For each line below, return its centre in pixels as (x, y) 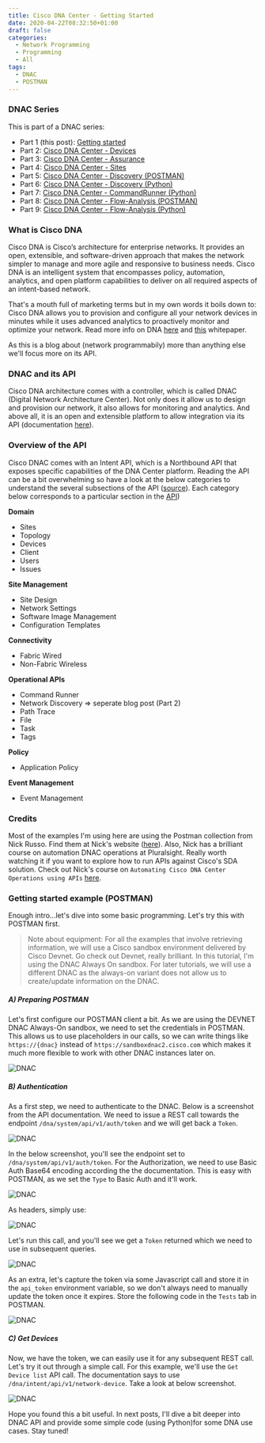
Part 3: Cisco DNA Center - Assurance (82, 158)
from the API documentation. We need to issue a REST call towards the (124, 1115)
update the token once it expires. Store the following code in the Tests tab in (132, 1297)
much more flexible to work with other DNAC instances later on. (112, 1053)
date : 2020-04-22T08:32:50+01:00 (63, 23)
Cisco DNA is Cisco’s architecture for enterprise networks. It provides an (127, 247)
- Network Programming (53, 45)
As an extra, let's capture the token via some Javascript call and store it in (129, 1280)
